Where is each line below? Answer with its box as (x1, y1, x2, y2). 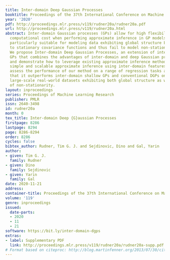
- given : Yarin (5, 172, 37, 177)
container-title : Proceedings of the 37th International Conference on (5, 191, 159, 196)
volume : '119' (5, 195, 35, 200)
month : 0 (5, 111, 24, 116)
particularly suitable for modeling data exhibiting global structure (10, 40, 162, 46)
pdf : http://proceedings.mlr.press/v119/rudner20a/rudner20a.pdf (5, 21, 146, 27)
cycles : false (5, 139, 35, 144)
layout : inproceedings (5, 87, 53, 93)
